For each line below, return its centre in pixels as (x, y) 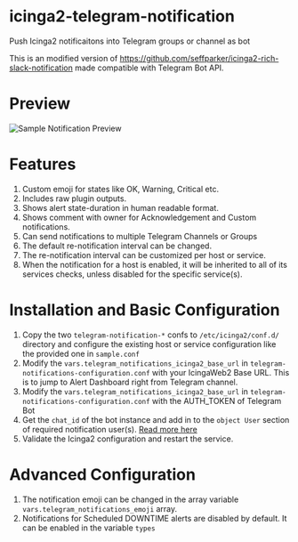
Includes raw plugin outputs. (74, 198)
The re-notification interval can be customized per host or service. (144, 255)
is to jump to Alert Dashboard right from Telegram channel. (130, 382)
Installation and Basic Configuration (145, 310)
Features (43, 164)
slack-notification (41, 68)
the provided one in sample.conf (81, 353)
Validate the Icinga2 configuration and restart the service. (128, 439)
